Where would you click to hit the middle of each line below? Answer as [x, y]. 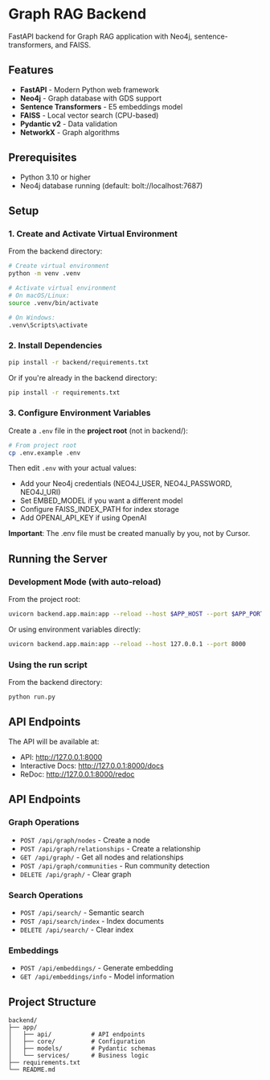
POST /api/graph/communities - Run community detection [115, 865]
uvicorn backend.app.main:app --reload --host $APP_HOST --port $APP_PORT [136, 614]
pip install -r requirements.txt [64, 392]
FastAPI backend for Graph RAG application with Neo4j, [100, 36]
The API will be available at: [54, 741]
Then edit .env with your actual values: [72, 468]
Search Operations [46, 895]
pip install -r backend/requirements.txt [79, 362]
